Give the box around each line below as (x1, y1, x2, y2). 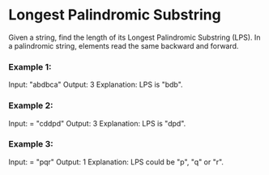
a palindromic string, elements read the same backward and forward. (8, 41, 239, 50)
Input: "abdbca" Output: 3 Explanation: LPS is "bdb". (8, 79, 184, 90)
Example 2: (8, 100, 53, 111)
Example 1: (8, 61, 52, 72)
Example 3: (8, 139, 54, 150)
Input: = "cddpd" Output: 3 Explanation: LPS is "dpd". (8, 118, 186, 128)
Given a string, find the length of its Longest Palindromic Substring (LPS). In (8, 32, 261, 42)
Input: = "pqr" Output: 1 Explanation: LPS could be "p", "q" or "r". (8, 156, 224, 167)
